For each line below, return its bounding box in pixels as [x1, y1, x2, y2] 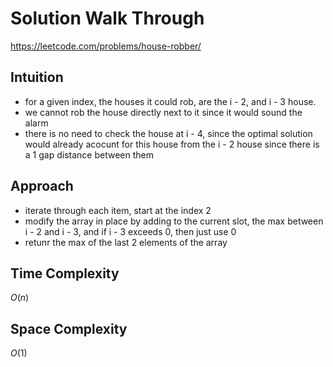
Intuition [10, 69, 64, 86]
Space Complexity [10, 320, 128, 337]
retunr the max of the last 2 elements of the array [24, 236, 228, 248]
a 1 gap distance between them [24, 148, 154, 161]
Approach [10, 178, 74, 195]
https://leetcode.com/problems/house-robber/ [10, 40, 202, 52]
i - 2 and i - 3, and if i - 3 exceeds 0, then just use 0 [24, 225, 237, 237]
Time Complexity [10, 265, 120, 282]
